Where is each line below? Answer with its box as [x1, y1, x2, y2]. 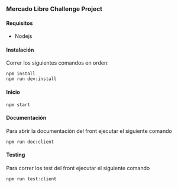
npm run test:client [6, 176, 57, 182]
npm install [6, 71, 35, 77]
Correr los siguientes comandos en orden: [6, 59, 109, 66]
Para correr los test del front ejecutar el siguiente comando [6, 164, 150, 171]
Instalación [6, 46, 34, 53]
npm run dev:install [6, 76, 57, 82]
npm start [6, 101, 31, 108]
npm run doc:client [6, 139, 54, 145]
